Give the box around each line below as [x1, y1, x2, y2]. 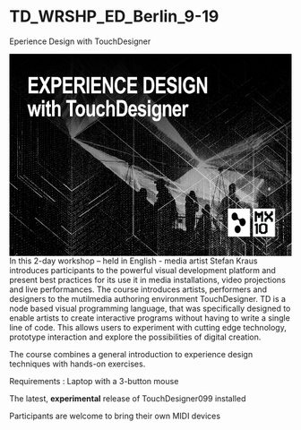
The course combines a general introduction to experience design [9, 348, 254, 359]
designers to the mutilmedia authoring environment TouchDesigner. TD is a [9, 293, 287, 304]
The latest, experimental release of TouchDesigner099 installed [9, 392, 246, 404]
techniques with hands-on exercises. [9, 358, 146, 369]
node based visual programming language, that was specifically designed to [9, 303, 291, 314]
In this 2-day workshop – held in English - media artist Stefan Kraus [9, 255, 258, 266]
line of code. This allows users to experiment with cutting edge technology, [9, 322, 287, 332]
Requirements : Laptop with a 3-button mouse [9, 375, 179, 386]
